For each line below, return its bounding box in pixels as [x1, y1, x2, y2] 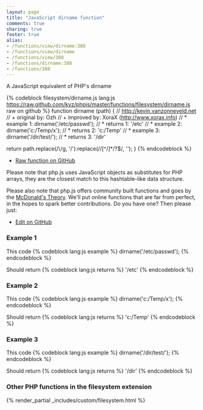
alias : [6, 37, 23, 43]
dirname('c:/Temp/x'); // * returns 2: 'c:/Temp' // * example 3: [6, 126, 160, 134]
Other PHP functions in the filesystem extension [6, 383, 152, 391]
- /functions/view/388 [6, 54, 64, 60]
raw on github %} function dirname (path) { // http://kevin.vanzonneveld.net [6, 108, 197, 115]
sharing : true [6, 26, 43, 32]
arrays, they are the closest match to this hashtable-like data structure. [6, 175, 185, 183]
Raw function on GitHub [15, 157, 76, 164]
